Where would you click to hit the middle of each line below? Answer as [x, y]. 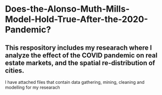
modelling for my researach [32, 87]
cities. [15, 70]
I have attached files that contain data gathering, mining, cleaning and [75, 82]
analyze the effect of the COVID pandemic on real [81, 55]
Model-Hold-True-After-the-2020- [77, 19]
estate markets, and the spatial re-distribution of [80, 63]
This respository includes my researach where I [78, 47]
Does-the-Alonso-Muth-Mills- [67, 9]
